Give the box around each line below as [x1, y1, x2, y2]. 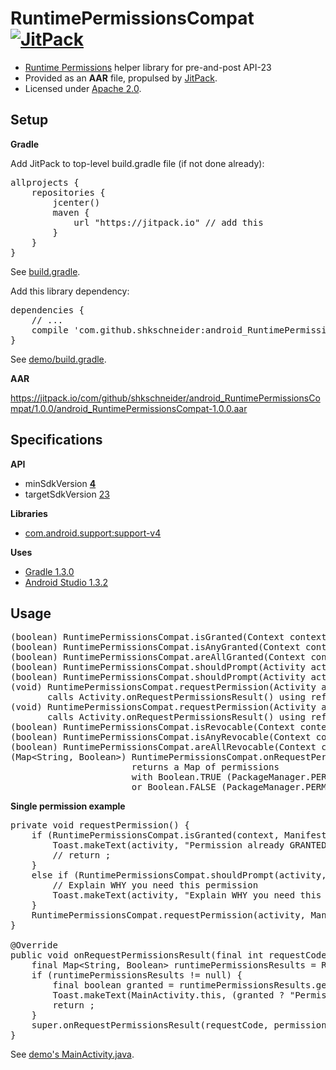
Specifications [10, 432, 103, 449]
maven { [52, 207, 90, 218]
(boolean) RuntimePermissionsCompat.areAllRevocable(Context [10, 742, 317, 753]
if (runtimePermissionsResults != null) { [31, 970, 243, 981]
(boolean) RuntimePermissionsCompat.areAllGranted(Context [10, 652, 307, 663]
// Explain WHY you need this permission [52, 880, 259, 891]
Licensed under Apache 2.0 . [24, 82, 142, 94]
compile [31, 324, 69, 336]
